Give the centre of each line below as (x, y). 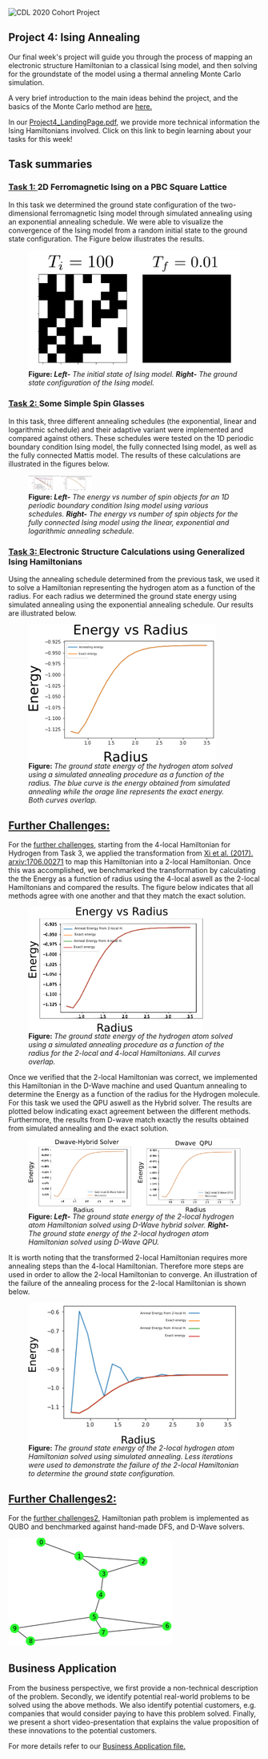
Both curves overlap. (63, 800)
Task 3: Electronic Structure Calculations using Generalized (127, 552)
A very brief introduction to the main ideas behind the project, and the (123, 98)
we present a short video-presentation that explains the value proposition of (134, 1722)
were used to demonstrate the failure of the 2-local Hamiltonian (134, 1465)
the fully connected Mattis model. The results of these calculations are (125, 455)
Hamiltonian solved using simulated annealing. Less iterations (131, 1457)
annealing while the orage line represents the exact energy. (126, 792)
